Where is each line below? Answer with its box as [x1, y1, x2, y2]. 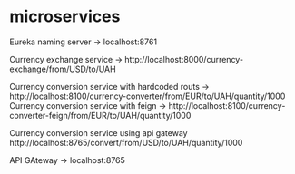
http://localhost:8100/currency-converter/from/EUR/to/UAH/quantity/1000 [9, 91, 286, 101]
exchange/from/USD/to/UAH [9, 63, 116, 74]
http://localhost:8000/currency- [123, 53, 243, 64]
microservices [9, 6, 121, 27]
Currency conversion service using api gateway [9, 127, 188, 138]
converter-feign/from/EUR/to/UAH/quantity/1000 [9, 110, 192, 121]
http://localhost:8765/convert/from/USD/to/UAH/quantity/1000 [9, 137, 243, 148]
